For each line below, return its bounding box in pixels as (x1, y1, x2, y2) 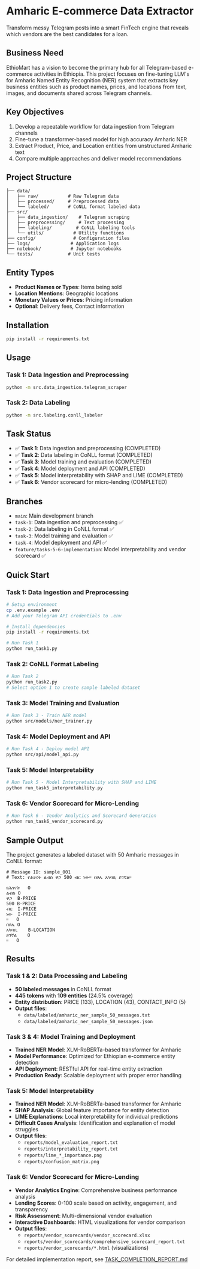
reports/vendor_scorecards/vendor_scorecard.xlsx (23, 1232, 151, 1238)
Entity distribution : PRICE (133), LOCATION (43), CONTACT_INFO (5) (14, 998, 186, 1005)
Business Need (6, 48, 64, 58)
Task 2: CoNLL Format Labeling (6, 659, 99, 668)
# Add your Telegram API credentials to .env (6, 613, 122, 619)
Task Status (6, 429, 51, 439)
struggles (14, 1126, 39, 1133)
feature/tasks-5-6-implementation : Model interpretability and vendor (14, 546, 187, 553)
